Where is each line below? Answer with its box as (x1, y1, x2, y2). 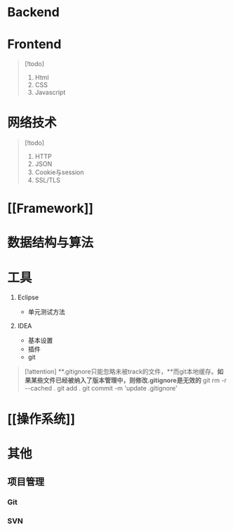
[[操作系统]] (7, 411, 76, 427)
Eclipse (17, 293, 39, 302)
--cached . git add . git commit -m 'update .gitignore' (24, 384, 178, 393)
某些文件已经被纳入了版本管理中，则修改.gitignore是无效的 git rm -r (30, 376, 227, 385)
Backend (7, 4, 60, 20)
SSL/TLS (34, 176, 61, 185)
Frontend (7, 37, 62, 53)
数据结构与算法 (7, 235, 94, 251)
